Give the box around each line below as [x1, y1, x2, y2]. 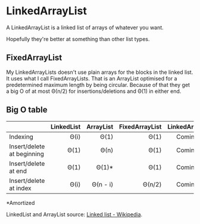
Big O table [6, 105, 48, 115]
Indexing [9, 132, 34, 141]
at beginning [9, 150, 45, 158]
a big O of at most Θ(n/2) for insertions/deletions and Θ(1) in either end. [6, 88, 182, 95]
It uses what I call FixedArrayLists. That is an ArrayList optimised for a [6, 74, 177, 82]
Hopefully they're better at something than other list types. [6, 35, 150, 42]
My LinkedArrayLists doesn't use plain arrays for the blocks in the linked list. [6, 69, 193, 76]
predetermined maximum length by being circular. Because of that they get [6, 81, 190, 88]
